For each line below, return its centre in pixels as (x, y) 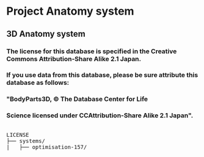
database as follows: (38, 82)
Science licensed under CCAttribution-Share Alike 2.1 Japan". (100, 115)
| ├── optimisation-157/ (47, 147)
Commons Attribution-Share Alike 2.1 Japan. (74, 59)
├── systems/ (26, 141)
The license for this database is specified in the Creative (92, 51)
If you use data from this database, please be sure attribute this (102, 75)
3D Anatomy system (46, 34)
